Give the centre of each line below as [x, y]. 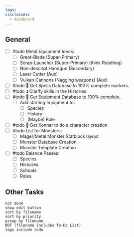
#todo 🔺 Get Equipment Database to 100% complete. [67, 97]
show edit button [23, 208]
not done [14, 203]
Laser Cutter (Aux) [39, 74]
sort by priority [23, 217]
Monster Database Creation [48, 142]
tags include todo [24, 230]
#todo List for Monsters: [37, 131]
